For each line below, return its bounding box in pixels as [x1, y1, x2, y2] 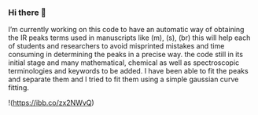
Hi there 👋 [8, 7, 47, 18]
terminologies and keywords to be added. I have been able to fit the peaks [8, 66, 249, 76]
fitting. [8, 83, 30, 92]
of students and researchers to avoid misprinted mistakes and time [8, 41, 225, 51]
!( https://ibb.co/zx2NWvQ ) [8, 98, 94, 108]
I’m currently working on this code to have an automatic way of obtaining [8, 25, 245, 34]
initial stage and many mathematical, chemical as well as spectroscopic [8, 58, 240, 67]
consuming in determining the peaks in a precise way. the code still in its [8, 50, 244, 59]
